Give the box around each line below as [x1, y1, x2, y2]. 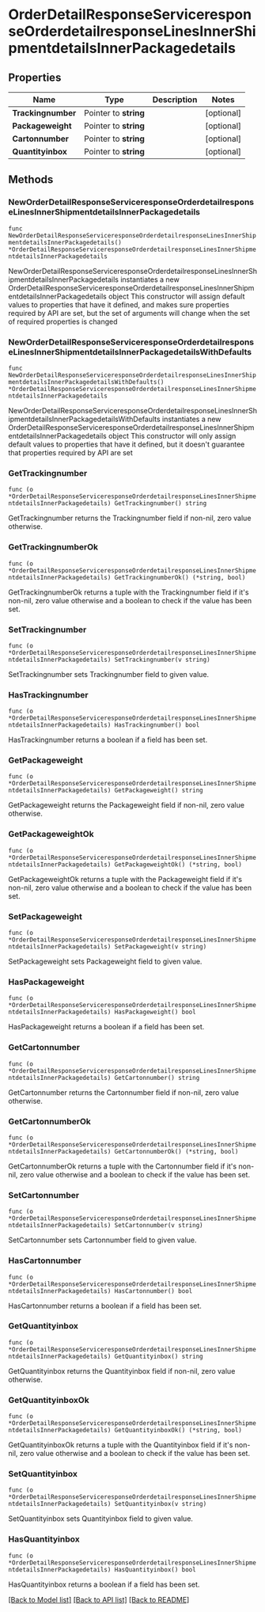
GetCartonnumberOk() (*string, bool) [114, 1147, 239, 1155]
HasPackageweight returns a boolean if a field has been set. [8, 1022, 205, 1032]
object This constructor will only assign [108, 431, 237, 440]
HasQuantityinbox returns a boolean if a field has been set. [8, 1580, 200, 1589]
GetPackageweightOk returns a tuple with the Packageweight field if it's [8, 874, 243, 884]
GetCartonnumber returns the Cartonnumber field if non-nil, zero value [8, 1087, 240, 1097]
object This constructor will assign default [108, 291, 245, 301]
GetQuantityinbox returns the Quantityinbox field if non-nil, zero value [8, 1366, 236, 1375]
